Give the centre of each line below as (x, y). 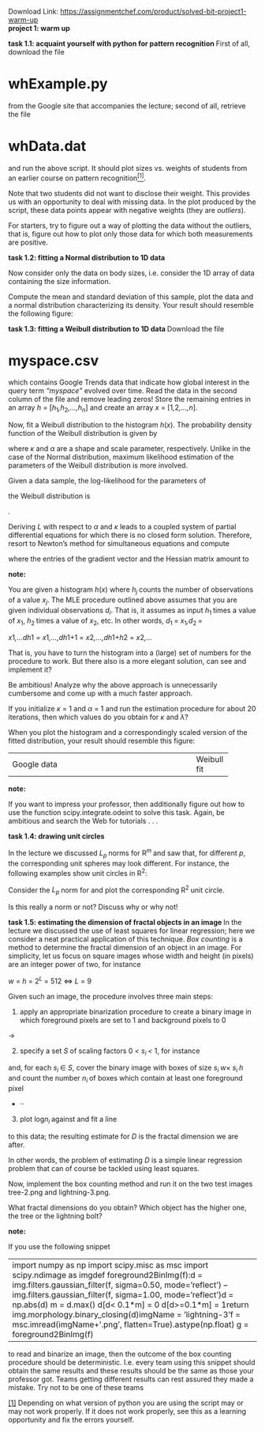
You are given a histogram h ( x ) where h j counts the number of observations (131, 591)
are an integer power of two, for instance (75, 964)
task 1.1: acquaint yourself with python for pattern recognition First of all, (129, 44)
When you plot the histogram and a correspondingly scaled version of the (128, 733)
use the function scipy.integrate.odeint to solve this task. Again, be (116, 813)
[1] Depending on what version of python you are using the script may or (126, 1403)
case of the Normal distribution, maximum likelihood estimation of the (121, 457)
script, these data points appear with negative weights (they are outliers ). (127, 210)
